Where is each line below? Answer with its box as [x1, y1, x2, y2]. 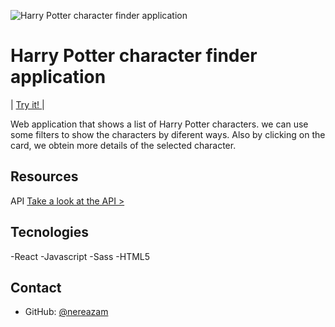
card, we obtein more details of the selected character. [10, 139, 237, 151]
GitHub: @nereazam [24, 306, 109, 318]
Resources [10, 168, 79, 185]
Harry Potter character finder [10, 45, 258, 67]
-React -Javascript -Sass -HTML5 [10, 250, 151, 262]
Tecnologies [10, 224, 89, 241]
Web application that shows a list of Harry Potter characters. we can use [10, 118, 309, 130]
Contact [10, 279, 62, 296]
